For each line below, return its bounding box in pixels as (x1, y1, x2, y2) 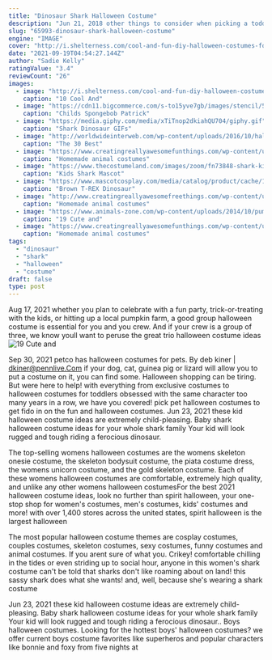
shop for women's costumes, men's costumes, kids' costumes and (24, 499, 249, 510)
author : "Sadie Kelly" (8, 57, 85, 66)
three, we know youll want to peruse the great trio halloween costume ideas (8, 331, 261, 341)
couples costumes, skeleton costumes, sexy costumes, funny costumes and (8, 541, 263, 551)
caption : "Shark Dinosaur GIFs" (23, 125, 132, 133)
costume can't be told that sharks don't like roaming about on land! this (8, 567, 246, 577)
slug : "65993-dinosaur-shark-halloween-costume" (8, 27, 176, 35)
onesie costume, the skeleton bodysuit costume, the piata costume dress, (8, 456, 255, 466)
